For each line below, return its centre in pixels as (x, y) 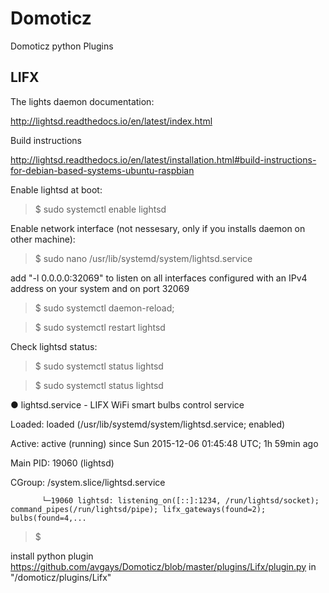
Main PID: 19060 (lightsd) (62, 463)
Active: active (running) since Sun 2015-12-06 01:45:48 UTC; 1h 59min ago (164, 443)
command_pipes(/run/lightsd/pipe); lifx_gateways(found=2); (138, 509)
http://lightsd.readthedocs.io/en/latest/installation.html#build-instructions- (163, 159)
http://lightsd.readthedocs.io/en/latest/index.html (111, 121)
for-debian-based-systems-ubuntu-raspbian (102, 170)
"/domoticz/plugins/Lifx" (61, 577)
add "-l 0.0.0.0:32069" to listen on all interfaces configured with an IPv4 (159, 278)
